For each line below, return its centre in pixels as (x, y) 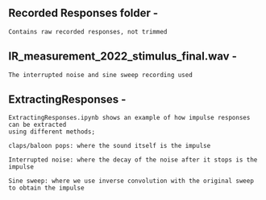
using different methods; (52, 132)
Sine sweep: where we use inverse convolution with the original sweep (131, 181)
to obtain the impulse (46, 188)
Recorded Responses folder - (83, 13)
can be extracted (37, 125)
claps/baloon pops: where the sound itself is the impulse (110, 146)
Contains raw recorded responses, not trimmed (88, 31)
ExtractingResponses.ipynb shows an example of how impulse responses (129, 118)
